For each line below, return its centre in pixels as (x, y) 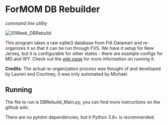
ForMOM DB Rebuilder (53, 9)
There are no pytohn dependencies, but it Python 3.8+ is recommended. (80, 117)
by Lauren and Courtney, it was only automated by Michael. (67, 74)
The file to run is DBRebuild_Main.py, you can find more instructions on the (83, 102)
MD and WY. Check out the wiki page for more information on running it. (80, 58)
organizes (16, 48)
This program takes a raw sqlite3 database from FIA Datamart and (74, 43)
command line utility (26, 23)
